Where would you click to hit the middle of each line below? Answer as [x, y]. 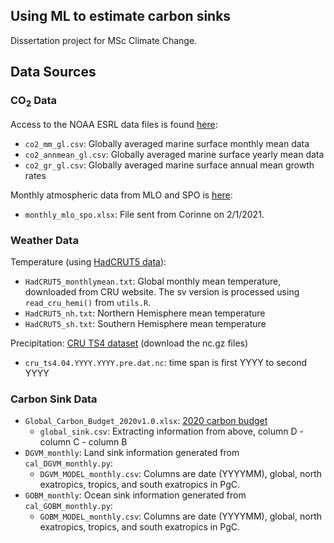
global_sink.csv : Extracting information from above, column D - [171, 431]
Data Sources [53, 72]
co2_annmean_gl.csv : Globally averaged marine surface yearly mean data [174, 154]
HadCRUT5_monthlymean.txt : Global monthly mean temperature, [153, 281]
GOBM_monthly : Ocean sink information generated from [135, 495]
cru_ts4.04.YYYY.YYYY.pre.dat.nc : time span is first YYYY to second [166, 363]
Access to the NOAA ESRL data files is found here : [114, 124]
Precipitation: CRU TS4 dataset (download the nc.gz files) [129, 343]
